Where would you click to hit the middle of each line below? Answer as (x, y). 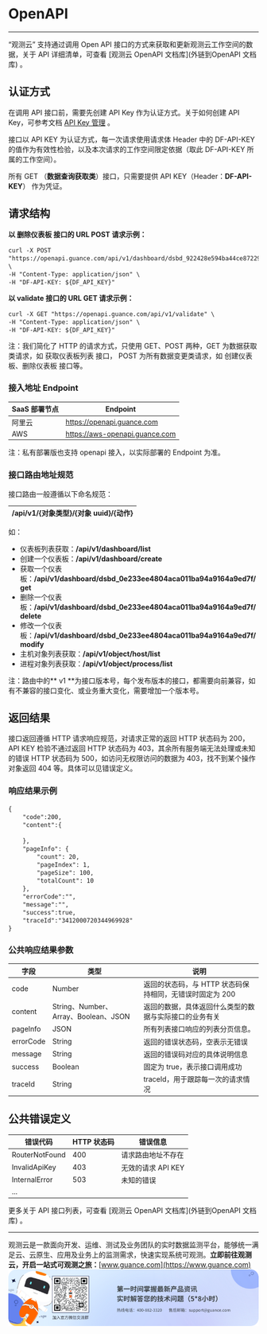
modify (32, 644)
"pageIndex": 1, (64, 864)
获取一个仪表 (41, 568)
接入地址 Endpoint (43, 388)
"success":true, (50, 912)
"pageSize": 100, (65, 872)
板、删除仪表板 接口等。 (48, 365)
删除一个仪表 (41, 597)
